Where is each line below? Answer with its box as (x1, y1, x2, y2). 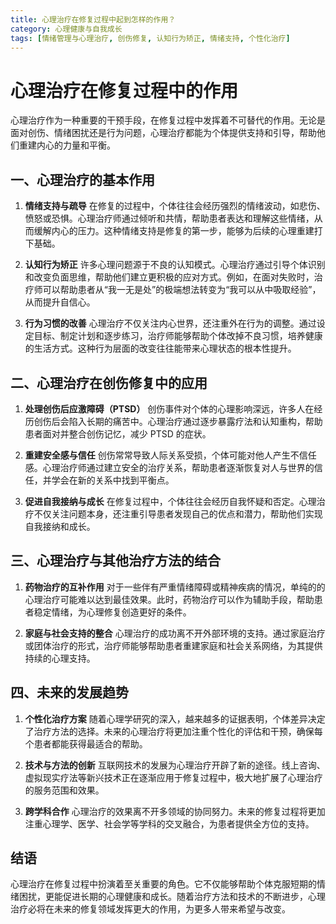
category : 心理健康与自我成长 (10, 24, 123, 34)
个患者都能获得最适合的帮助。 (24, 737, 148, 750)
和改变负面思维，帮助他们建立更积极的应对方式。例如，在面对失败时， (24, 271, 315, 283)
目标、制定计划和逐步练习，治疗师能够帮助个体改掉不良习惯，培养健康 (33, 330, 323, 342)
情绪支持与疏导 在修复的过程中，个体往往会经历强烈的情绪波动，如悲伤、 (24, 200, 326, 212)
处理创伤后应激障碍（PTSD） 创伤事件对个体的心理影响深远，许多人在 (24, 402, 315, 415)
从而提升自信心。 (24, 296, 96, 308)
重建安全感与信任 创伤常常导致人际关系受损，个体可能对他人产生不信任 (24, 449, 317, 461)
